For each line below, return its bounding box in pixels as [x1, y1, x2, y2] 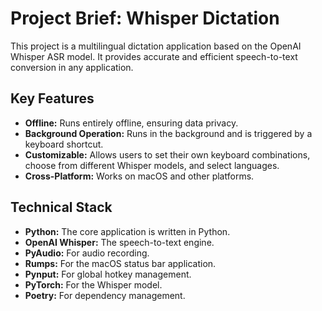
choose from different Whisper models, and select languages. [24, 159, 280, 171]
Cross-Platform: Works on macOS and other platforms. [24, 170, 255, 182]
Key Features [10, 90, 95, 107]
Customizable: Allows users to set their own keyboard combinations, [24, 148, 311, 161]
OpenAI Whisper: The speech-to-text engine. [24, 236, 215, 248]
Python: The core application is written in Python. [24, 225, 231, 237]
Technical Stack [10, 199, 113, 216]
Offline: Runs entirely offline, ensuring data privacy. [24, 117, 239, 129]
